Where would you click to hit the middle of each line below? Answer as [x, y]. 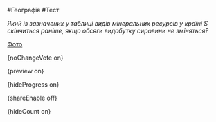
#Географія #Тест [33, 10]
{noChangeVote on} [35, 58]
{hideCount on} [29, 111]
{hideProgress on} [33, 85]
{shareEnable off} [32, 98]
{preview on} [26, 71]
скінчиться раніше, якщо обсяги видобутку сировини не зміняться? [108, 31]
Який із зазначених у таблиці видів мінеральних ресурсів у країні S [108, 23]
